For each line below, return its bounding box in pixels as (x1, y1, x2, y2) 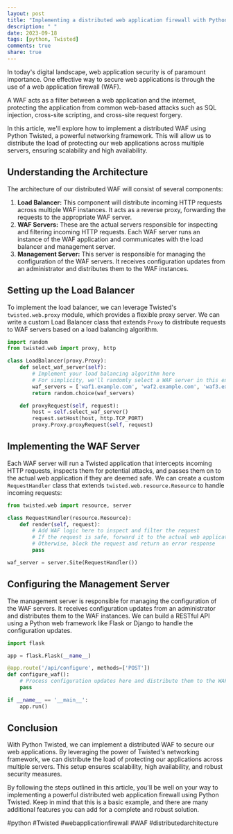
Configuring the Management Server (7, 578, 170, 590)
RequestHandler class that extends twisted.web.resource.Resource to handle (7, 481, 225, 489)
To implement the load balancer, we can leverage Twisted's (7, 303, 177, 311)
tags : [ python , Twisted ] (7, 36, 79, 43)
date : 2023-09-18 (7, 29, 58, 37)
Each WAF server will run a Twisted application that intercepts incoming (7, 459, 212, 467)
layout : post (7, 10, 45, 17)
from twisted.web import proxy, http (7, 345, 116, 352)
